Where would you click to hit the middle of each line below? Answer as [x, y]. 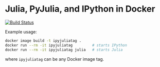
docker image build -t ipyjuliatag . [43, 41]
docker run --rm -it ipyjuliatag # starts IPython [66, 45]
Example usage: [21, 32]
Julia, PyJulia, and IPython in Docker [80, 9]
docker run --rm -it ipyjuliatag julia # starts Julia [64, 50]
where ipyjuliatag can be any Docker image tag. [54, 59]
